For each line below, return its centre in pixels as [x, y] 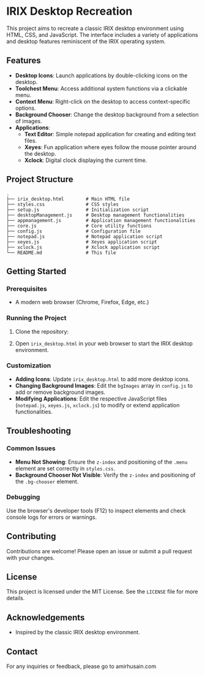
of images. [28, 121]
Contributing [31, 536]
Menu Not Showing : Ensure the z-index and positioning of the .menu [101, 462]
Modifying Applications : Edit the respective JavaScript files [91, 398]
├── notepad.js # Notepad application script [85, 236]
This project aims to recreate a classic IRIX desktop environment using [95, 28]
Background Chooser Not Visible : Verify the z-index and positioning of [105, 475]
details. [16, 598]
